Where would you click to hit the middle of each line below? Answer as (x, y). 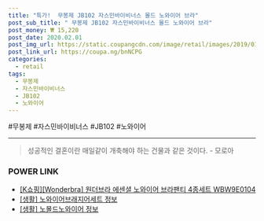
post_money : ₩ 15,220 (44, 30)
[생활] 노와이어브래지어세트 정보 (68, 199)
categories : (27, 60)
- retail (29, 67)
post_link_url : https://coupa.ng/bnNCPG (75, 52)
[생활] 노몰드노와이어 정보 (59, 209)
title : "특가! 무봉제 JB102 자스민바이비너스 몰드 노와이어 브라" (103, 15)
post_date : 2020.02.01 (45, 37)
